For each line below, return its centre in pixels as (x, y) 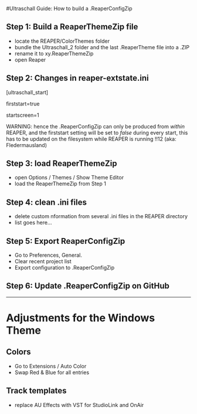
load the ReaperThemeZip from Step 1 (60, 184)
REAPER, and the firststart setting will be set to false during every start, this (97, 133)
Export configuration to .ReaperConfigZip (64, 268)
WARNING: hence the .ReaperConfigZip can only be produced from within (96, 126)
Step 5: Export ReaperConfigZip (66, 241)
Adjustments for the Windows (81, 318)
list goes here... (33, 223)
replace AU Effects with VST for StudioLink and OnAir (79, 405)
